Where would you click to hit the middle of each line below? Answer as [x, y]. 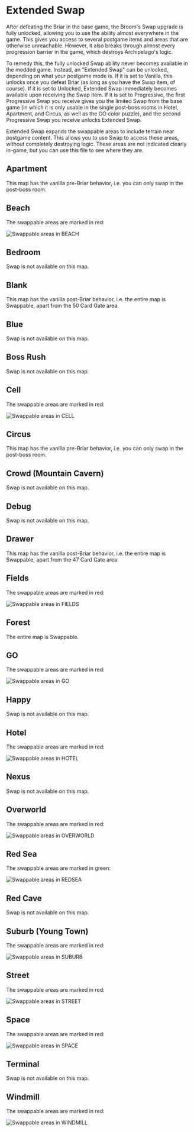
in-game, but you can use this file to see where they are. [75, 150]
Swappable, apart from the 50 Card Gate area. [63, 306]
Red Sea [22, 854]
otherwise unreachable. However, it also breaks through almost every [91, 46]
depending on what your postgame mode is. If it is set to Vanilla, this [89, 76]
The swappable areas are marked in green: [59, 868]
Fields [18, 578]
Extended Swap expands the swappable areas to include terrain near [90, 131]
